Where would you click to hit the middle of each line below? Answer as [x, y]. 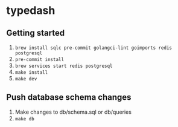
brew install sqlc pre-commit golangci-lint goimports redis [94, 48]
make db [24, 119]
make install [31, 73]
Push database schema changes [69, 97]
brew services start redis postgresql [64, 66]
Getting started [36, 33]
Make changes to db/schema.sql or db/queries [73, 112]
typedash [31, 11]
